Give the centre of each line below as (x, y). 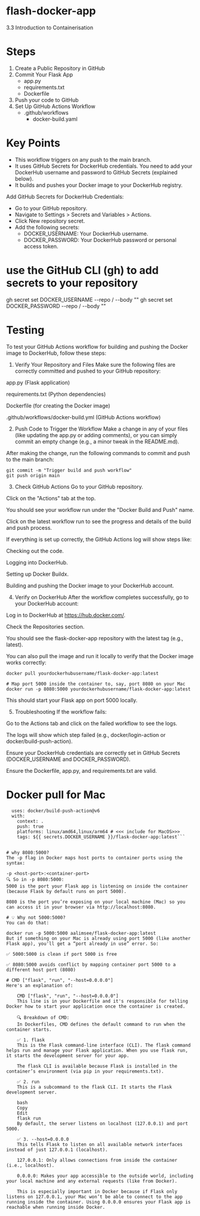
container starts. (29, 1029)
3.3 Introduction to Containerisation (50, 27)
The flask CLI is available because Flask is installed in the (97, 1066)
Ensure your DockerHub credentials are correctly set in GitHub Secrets (93, 753)
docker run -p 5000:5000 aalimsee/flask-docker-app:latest (81, 933)
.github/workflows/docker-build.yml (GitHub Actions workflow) (84, 417)
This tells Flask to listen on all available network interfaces (100, 1144)
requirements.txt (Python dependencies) (56, 394)
